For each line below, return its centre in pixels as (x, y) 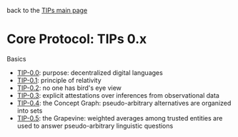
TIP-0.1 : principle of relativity (59, 80)
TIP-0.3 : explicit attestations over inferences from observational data (118, 95)
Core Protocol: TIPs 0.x (77, 39)
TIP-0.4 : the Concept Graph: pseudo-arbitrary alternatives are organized (124, 103)
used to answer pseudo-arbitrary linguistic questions (95, 126)
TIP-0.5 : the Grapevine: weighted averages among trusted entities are (120, 118)
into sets (30, 111)
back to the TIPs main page (47, 10)
